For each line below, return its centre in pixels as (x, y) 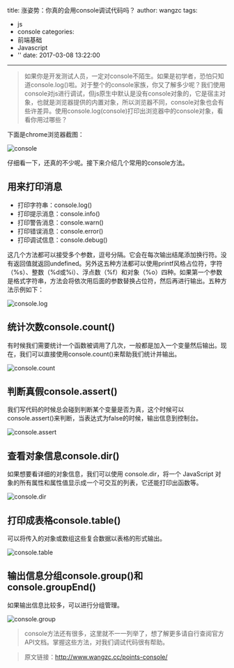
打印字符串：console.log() (55, 205)
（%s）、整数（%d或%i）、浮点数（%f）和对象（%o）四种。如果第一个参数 (115, 272)
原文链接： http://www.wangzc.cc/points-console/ (96, 657)
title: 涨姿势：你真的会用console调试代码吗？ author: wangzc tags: (102, 10)
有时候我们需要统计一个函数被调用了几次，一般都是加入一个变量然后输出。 (114, 345)
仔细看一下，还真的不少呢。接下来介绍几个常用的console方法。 (98, 163)
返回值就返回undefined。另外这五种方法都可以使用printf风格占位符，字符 (118, 263)
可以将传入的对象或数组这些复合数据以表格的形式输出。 (86, 538)
